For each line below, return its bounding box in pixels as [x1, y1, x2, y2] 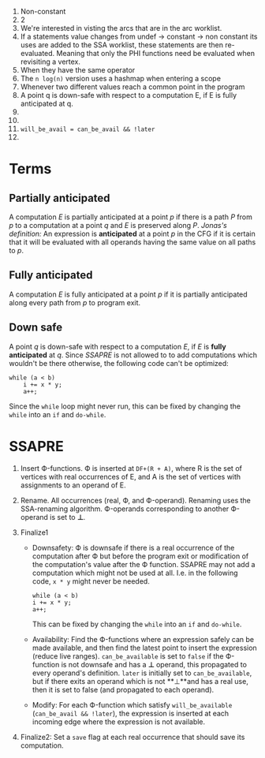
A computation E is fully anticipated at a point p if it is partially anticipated [9, 289, 248, 299]
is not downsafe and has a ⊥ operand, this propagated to [61, 659, 248, 669]
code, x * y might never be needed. [32, 576, 151, 586]
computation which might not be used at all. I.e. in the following [32, 568, 239, 577]
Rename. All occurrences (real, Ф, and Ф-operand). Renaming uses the [20, 495, 251, 505]
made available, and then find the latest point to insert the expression [32, 643, 257, 652]
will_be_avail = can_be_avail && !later [20, 125, 155, 133]
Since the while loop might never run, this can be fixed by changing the [9, 401, 241, 411]
